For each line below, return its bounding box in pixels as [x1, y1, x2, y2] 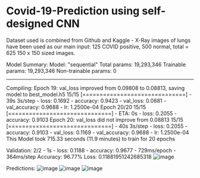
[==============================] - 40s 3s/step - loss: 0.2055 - [6, 122, 187, 130]
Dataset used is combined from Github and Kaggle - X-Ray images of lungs [6, 36, 191, 44]
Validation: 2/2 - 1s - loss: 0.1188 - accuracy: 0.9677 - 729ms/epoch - [6, 146, 176, 154]
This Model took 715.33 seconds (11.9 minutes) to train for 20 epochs [6, 135, 176, 142]
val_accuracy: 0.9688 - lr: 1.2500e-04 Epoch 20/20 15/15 [6, 103, 146, 111]
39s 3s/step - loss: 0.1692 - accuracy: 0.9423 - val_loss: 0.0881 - [6, 97, 167, 104]
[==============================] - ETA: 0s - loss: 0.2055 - [6, 109, 177, 117]
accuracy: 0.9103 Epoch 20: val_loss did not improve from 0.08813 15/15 [6, 116, 183, 123]
